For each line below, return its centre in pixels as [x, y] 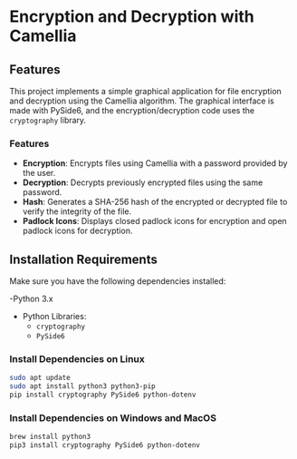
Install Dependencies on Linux [77, 359]
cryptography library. [48, 120]
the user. [39, 173]
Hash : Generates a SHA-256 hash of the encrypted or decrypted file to [155, 202]
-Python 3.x [31, 299]
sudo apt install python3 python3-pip [82, 386]
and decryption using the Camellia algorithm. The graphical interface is [142, 101]
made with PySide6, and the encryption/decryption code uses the [132, 110]
